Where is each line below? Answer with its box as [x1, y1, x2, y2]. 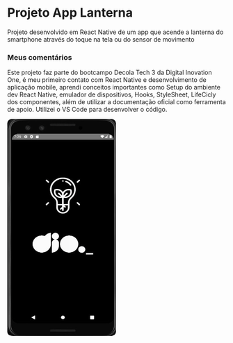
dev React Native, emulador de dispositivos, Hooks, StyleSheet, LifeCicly [7, 90, 216, 99]
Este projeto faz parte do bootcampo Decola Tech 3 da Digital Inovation [7, 68, 212, 77]
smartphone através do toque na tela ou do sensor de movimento [7, 35, 195, 43]
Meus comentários [7, 52, 72, 62]
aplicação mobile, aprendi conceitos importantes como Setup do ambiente [7, 83, 221, 92]
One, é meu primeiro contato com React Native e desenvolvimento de [7, 76, 207, 84]
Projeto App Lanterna [7, 5, 134, 21]
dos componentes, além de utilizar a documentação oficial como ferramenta [7, 98, 226, 106]
